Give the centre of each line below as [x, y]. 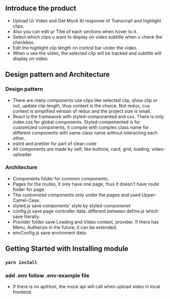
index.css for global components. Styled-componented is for [76, 122]
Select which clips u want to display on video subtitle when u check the [88, 37]
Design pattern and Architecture [58, 75]
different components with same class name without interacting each [85, 132]
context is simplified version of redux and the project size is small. [82, 111]
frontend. [22, 292]
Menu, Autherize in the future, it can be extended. [65, 227]
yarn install [21, 263]
